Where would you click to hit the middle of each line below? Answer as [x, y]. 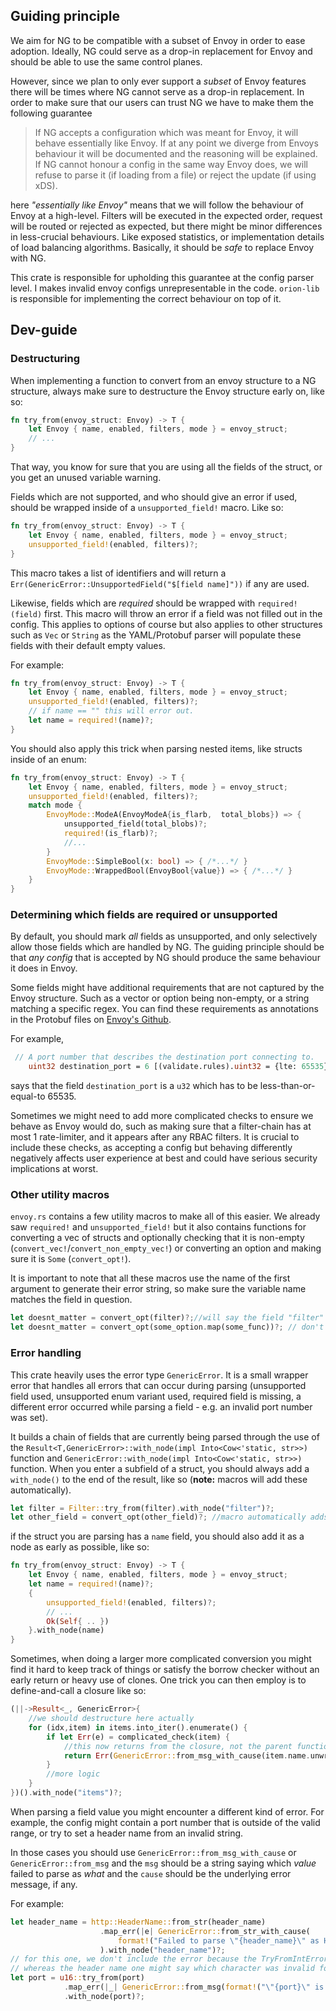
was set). [29, 1417]
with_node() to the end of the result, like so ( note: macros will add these [159, 1479]
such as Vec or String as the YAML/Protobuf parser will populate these [156, 635]
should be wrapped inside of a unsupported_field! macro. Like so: [147, 507]
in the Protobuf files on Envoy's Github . [91, 1020]
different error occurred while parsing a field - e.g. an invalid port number [161, 1406]
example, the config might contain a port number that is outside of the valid [165, 1822]
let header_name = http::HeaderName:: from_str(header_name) [138, 1922]
